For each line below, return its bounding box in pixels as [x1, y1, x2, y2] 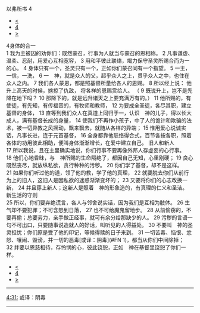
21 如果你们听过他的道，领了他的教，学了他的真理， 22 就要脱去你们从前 [6, 169, 185, 176]
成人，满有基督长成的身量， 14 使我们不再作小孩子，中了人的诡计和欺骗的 [6, 117, 187, 124]
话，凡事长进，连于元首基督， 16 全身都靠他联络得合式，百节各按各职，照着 [6, 132, 192, 139]
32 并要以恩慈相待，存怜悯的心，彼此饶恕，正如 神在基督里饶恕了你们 [6, 244, 182, 251]
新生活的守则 [6, 192, 37, 198]
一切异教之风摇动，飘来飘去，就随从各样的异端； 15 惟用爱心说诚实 [21, 124, 186, 131]
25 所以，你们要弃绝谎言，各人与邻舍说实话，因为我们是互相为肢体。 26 [6, 199, 183, 206]
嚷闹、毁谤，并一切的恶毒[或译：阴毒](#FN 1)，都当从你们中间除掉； [16, 237, 185, 243]
